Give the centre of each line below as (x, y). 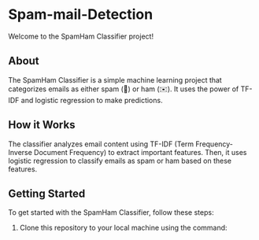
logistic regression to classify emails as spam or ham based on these (120, 161)
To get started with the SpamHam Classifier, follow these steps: (111, 212)
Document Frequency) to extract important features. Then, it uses (141, 152)
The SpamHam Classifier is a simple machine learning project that (115, 79)
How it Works (42, 125)
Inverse (20, 152)
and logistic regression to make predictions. (92, 100)
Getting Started (47, 193)
